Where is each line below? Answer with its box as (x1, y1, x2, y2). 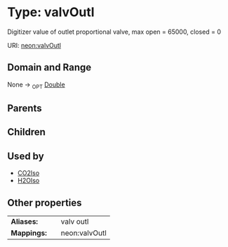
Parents (7, 102, 42, 114)
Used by (7, 150, 44, 162)
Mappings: (11, 228, 48, 238)
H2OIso (17, 177, 40, 185)
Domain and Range (7, 61, 92, 74)
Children (7, 126, 46, 138)
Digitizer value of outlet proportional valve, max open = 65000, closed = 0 (7, 27, 221, 36)
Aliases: (11, 216, 39, 226)
